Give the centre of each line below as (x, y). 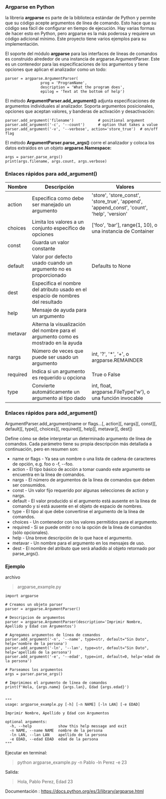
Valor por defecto (52, 257)
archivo (13, 577)
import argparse (22, 596)
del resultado (47, 302)
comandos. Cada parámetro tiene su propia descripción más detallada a (79, 444)
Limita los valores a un (58, 222)
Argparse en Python (30, 7)
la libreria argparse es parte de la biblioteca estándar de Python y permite (81, 18)
